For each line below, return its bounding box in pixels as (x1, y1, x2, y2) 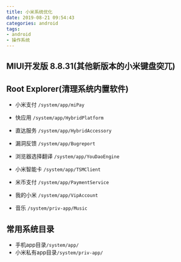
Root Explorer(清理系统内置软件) (6, 83, 129, 94)
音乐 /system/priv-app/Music (15, 204, 88, 212)
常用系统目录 (6, 224, 55, 234)
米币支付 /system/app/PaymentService (15, 179, 109, 186)
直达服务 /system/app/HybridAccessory (15, 127, 112, 134)
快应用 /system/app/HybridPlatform (15, 114, 104, 122)
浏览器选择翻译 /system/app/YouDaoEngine (15, 153, 120, 160)
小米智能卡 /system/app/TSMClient (15, 165, 101, 173)
